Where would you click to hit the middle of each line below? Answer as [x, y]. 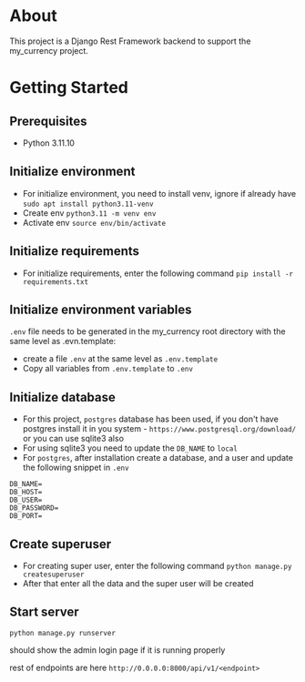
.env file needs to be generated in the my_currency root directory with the [147, 331]
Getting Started [69, 88]
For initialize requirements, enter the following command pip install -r [158, 273]
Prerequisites [48, 121]
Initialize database [63, 397]
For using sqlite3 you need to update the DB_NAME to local [130, 448]
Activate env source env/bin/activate [94, 222]
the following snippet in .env [76, 468]
